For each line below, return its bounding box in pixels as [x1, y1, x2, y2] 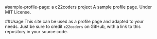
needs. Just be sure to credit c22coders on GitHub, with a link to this [5, 24, 141, 29]
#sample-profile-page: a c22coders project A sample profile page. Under [5, 4, 152, 10]
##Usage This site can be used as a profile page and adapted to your [5, 19, 144, 24]
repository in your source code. [5, 29, 68, 34]
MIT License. [5, 9, 31, 15]
